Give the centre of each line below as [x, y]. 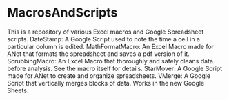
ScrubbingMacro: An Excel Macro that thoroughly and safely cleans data [110, 61]
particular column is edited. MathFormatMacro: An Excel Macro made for [111, 46]
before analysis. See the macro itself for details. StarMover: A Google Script [115, 68]
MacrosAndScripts [62, 13]
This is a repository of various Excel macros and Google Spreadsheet [106, 32]
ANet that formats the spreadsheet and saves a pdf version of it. [98, 54]
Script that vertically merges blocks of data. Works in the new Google [106, 83]
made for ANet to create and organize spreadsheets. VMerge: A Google [109, 76]
